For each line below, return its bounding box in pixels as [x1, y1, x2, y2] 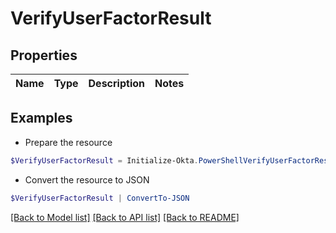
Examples [10, 110, 73, 127]
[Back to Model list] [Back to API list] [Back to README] [10, 211, 240, 223]
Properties [10, 47, 78, 64]
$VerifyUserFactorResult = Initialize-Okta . [10, 155, 199, 166]
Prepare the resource [24, 136, 113, 148]
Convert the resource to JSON [24, 173, 150, 186]
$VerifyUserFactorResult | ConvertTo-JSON [10, 193, 190, 203]
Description [88, 77, 145, 90]
